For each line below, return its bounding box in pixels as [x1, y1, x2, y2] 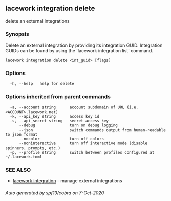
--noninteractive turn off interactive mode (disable [18, 141, 147, 146]
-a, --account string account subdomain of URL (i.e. [10, 105, 139, 110]
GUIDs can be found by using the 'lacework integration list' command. [5, 48, 154, 54]
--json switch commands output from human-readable [18, 127, 166, 133]
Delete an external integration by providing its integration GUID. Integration [5, 42, 163, 48]
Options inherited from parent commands [5, 93, 111, 100]
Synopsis [5, 30, 29, 38]
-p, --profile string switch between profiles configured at [10, 150, 155, 155]
